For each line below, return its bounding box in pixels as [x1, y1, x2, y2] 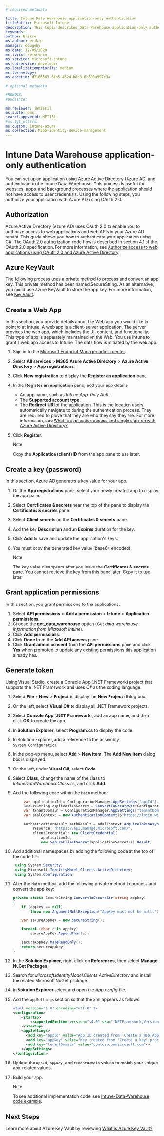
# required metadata [5, 7, 48, 12]
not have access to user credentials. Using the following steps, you [5, 191, 140, 197]
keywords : [5, 30, 26, 35]
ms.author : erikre [5, 38, 43, 44]
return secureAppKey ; [21, 945, 65, 950]
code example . [12, 1099, 43, 1104]
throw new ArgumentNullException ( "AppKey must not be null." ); [30, 909, 161, 914]
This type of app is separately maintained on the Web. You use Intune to [5, 334, 150, 340]
